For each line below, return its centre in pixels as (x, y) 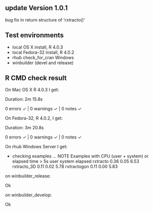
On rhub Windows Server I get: (36, 147)
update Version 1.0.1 (36, 8)
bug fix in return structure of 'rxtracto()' (45, 20)
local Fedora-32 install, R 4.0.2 (43, 52)
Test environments (34, 35)
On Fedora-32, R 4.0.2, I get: (34, 118)
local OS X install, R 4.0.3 (38, 47)
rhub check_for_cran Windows (43, 57)
